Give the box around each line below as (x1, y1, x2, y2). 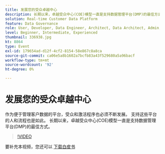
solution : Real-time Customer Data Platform (5, 16, 98, 21)
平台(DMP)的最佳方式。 (5, 123, 53, 129)
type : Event (5, 44, 29, 49)
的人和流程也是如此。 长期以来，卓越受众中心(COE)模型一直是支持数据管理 (5, 117, 156, 123)
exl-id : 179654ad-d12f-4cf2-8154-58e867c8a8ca (5, 48, 102, 53)
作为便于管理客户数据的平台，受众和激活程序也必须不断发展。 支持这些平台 (5, 111, 157, 117)
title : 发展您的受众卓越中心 (5, 7, 57, 12)
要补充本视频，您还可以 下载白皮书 (5, 144, 75, 150)
